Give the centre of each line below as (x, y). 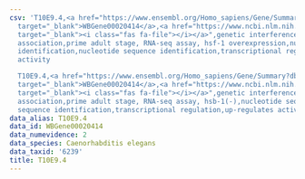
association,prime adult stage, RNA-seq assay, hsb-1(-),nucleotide (150, 101)
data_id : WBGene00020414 (56, 127)
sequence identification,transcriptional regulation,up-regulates (146, 109)
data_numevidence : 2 (49, 135)
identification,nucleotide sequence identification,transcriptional (150, 52)
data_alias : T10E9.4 (49, 118)
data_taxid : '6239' (46, 152)
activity (34, 60)
